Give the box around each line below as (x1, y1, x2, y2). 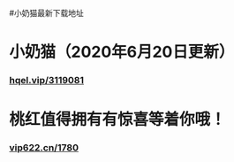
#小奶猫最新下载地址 (9, 8, 84, 18)
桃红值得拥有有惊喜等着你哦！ (9, 110, 227, 130)
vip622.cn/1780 (9, 142, 79, 154)
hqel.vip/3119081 (9, 74, 85, 87)
